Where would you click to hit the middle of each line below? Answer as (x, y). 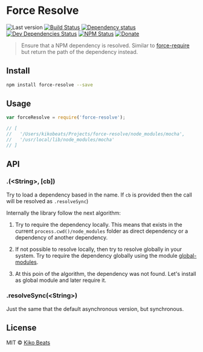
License (21, 328)
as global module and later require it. (61, 280)
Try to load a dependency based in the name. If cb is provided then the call (99, 195)
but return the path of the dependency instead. (79, 51)
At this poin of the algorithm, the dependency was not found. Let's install (105, 273)
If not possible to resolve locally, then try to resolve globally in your (98, 249)
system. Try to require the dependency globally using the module (96, 255)
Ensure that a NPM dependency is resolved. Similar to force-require (105, 45)
